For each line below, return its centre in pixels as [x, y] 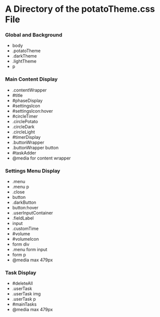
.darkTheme [24, 56]
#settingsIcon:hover [32, 111]
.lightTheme [24, 61]
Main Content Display [32, 79]
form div [21, 244]
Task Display [21, 273]
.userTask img [26, 294]
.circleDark [23, 127]
